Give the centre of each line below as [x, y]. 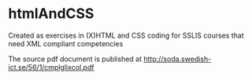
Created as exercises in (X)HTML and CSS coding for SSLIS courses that [126, 35]
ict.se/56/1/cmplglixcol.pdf [51, 67]
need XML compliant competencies [66, 43]
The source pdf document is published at [75, 59]
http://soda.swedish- [177, 59]
